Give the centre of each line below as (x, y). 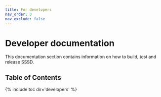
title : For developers (28, 10)
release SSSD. (20, 62)
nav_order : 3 (19, 14)
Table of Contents (33, 78)
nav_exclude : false (25, 19)
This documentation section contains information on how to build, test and (81, 57)
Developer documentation (60, 43)
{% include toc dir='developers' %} (41, 90)
